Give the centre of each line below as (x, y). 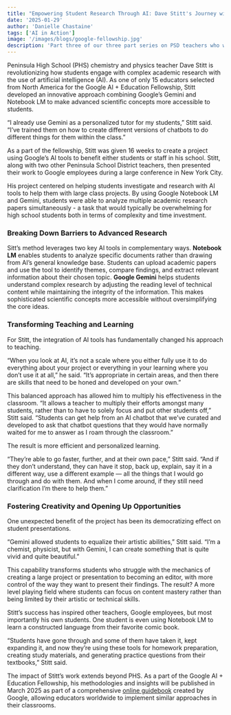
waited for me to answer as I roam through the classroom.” (90, 432)
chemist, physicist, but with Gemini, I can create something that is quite (108, 549)
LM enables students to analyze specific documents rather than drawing (110, 255)
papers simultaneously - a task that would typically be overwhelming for (109, 208)
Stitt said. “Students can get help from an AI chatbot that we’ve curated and (114, 417)
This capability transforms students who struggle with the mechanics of (109, 570)
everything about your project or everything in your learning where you (108, 367)
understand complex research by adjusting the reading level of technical (110, 285)
